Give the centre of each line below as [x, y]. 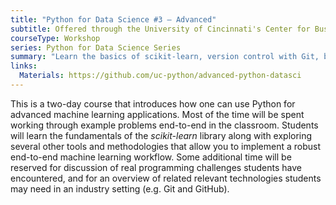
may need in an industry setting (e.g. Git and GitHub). [120, 188]
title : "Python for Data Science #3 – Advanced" [113, 19]
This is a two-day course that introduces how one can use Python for [153, 103]
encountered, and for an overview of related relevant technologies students [166, 178]
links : [24, 66]
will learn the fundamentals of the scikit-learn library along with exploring [161, 135]
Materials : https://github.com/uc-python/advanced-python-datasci [160, 76]
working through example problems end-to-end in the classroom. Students [164, 125]
